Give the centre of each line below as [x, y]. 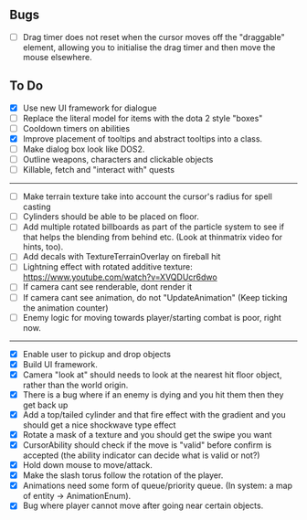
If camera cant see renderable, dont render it [107, 287]
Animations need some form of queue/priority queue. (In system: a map [158, 486]
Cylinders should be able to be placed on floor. [111, 217]
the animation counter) [65, 308]
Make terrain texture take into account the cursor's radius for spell [147, 196]
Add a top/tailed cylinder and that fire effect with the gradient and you [154, 414]
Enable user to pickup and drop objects [97, 354]
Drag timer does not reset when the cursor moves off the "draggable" [153, 37]
